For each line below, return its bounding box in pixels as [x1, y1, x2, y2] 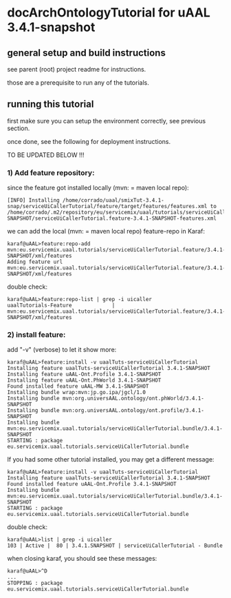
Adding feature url [7, 258, 63, 266]
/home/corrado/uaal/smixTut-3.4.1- [62, 197, 165, 204]
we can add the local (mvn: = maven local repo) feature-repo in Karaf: [7, 227, 205, 236]
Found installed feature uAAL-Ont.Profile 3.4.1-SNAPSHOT [7, 481, 177, 488]
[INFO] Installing [7, 197, 60, 204]
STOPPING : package [7, 580, 63, 587]
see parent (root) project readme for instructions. [7, 65, 146, 73]
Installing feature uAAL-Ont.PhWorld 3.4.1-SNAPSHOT [7, 377, 162, 384]
